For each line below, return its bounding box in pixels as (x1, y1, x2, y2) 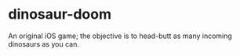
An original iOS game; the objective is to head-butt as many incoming (8, 31, 233, 40)
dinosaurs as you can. (8, 39, 80, 48)
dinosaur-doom (8, 5, 112, 23)
